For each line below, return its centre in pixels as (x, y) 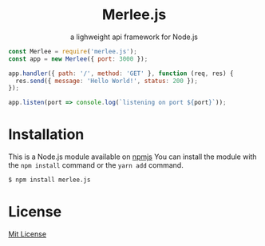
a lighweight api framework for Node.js (134, 37)
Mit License (27, 234)
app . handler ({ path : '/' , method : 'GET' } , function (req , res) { (121, 73)
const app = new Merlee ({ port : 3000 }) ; (78, 59)
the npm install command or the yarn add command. (96, 165)
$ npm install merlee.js (49, 180)
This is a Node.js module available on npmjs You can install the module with (132, 157)
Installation (46, 135)
